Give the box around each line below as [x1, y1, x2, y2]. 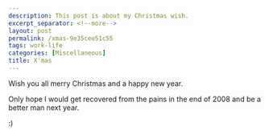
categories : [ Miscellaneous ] [8, 49, 106, 57]
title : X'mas [8, 57, 52, 65]
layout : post [8, 27, 52, 35]
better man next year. [8, 102, 80, 112]
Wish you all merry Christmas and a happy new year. [8, 78, 184, 88]
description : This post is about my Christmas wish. [8, 11, 189, 20]
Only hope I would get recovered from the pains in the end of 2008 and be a [8, 94, 262, 104]
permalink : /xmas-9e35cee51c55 [8, 34, 114, 43]
